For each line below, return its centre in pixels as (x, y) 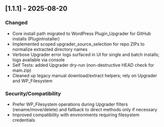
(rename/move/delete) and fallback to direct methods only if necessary (85, 109)
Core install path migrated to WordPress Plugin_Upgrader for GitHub (82, 33)
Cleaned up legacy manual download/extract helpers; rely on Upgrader (84, 75)
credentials (24, 120)
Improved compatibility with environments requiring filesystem (76, 115)
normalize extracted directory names (50, 49)
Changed (17, 23)
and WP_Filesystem (32, 81)
